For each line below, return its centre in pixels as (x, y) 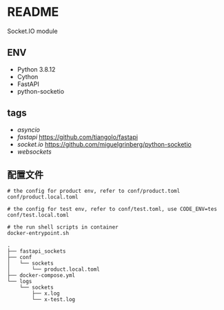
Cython (28, 76)
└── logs (20, 282)
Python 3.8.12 (36, 69)
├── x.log (46, 293)
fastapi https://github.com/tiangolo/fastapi (78, 137)
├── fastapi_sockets (37, 251)
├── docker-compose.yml (41, 276)
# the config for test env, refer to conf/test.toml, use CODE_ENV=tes (112, 209)
